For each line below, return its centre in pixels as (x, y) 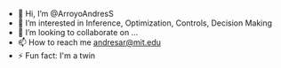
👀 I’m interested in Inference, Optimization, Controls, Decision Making (145, 23)
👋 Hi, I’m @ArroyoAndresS (65, 14)
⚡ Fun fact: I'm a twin (56, 56)
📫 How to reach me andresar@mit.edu (89, 42)
